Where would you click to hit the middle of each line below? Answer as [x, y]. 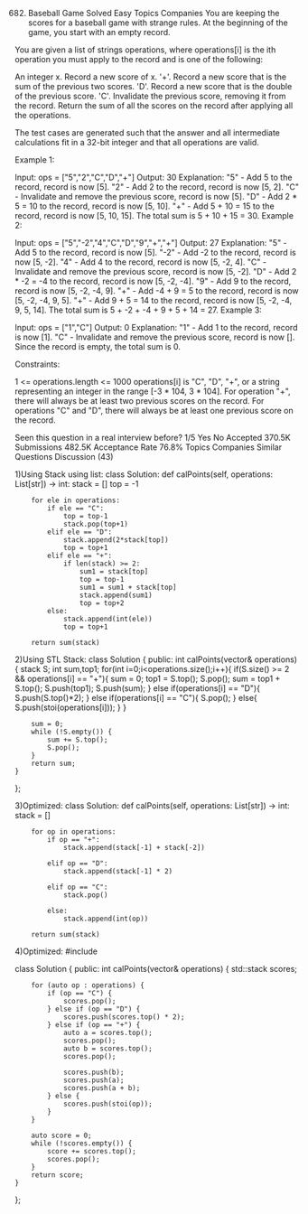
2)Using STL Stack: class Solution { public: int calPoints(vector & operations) [156, 659]
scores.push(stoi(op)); [107, 1104]
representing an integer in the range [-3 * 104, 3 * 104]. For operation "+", [153, 391]
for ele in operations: [76, 500]
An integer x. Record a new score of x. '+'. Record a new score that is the [151, 77]
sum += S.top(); [78, 740]
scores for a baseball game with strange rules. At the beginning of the [158, 23]
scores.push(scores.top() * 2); [124, 1017]
